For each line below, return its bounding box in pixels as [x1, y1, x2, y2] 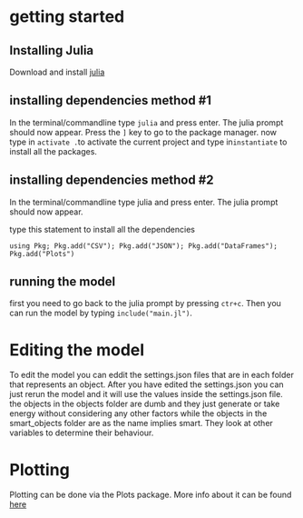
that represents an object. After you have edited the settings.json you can [9, 379, 284, 390]
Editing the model [9, 339, 145, 360]
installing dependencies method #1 [9, 93, 211, 108]
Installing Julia [9, 43, 94, 58]
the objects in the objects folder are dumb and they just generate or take [9, 398, 280, 410]
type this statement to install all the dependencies [9, 224, 195, 234]
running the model [9, 274, 116, 290]
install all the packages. [9, 145, 98, 156]
